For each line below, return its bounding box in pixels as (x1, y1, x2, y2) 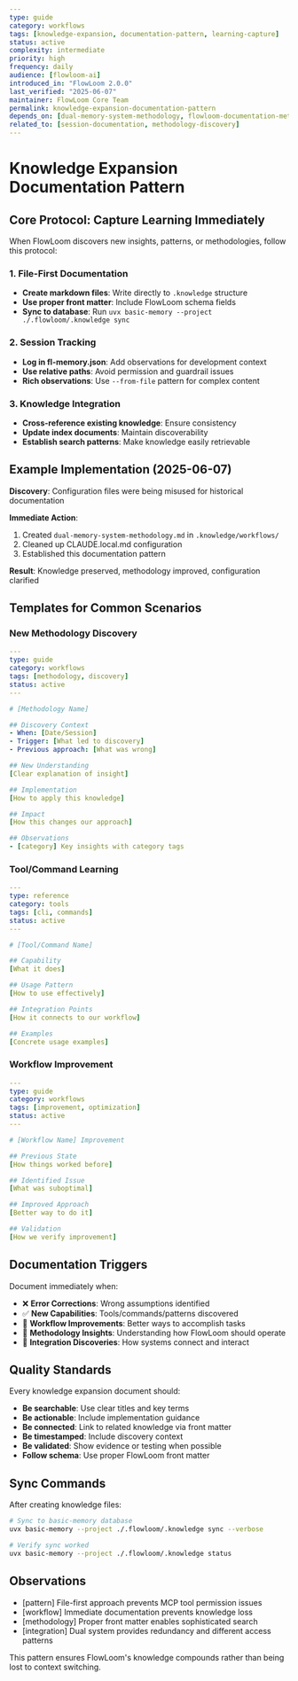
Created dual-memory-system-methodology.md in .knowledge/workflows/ (21, 529, 279, 540)
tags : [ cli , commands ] (9, 908, 93, 917)
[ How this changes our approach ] (9, 817, 133, 827)
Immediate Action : (9, 512, 78, 523)
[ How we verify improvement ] (9, 1232, 117, 1241)
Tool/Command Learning (9, 863, 119, 875)
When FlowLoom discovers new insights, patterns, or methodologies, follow (9, 236, 286, 246)
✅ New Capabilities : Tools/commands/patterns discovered (21, 1308, 239, 1318)
